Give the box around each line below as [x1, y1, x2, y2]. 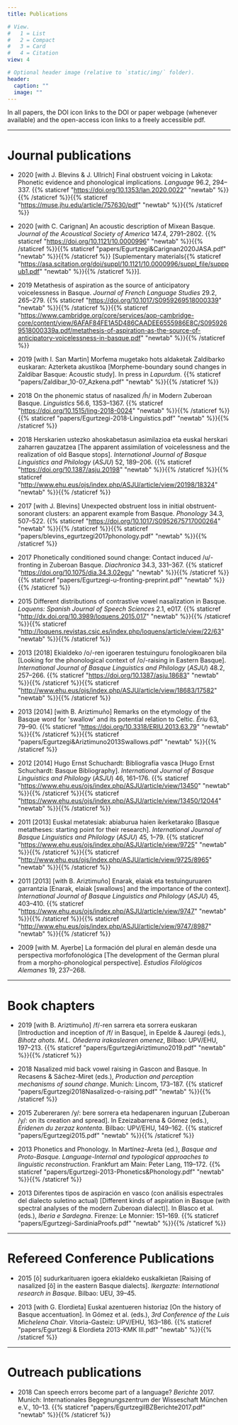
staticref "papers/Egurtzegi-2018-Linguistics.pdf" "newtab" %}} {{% [30, 414, 229, 423]
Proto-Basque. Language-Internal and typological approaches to [17, 1153, 209, 1161]
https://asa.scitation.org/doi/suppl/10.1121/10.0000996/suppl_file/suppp [21, 260, 229, 268]
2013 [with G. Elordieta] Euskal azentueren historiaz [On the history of [17, 1303, 222, 1312]
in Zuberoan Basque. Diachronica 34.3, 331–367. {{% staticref [42, 561, 223, 570]
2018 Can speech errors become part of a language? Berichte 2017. [17, 1388, 215, 1397]
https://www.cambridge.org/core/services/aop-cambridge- [21, 311, 195, 320]
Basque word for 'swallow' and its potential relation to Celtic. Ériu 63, [17, 715, 220, 723]
